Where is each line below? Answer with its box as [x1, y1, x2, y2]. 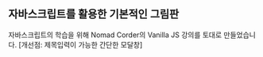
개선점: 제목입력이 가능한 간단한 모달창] [21, 40, 143, 49]
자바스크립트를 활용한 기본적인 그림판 [8, 7, 180, 21]
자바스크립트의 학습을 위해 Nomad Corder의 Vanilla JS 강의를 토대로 [8, 30, 222, 40]
